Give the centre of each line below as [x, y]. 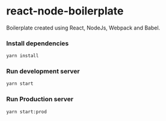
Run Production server [40, 99]
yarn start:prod [26, 112]
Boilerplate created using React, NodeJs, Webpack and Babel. [83, 28]
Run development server [43, 72]
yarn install [23, 56]
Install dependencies [38, 43]
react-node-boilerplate [65, 11]
